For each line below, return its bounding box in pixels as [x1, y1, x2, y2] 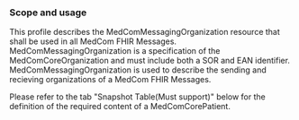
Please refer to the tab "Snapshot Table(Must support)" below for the [9, 91, 266, 102]
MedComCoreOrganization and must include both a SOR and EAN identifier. [9, 56, 291, 66]
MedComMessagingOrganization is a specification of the [9, 46, 221, 56]
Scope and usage [9, 6, 87, 19]
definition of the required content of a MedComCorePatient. [9, 101, 231, 112]
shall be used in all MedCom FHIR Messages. [9, 36, 177, 47]
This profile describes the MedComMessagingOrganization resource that [9, 27, 281, 38]
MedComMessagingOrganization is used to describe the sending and [9, 64, 267, 75]
